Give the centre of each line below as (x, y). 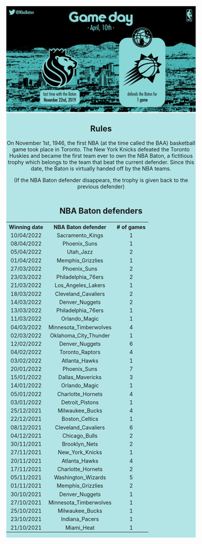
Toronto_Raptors (80, 352)
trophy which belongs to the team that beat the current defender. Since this (101, 162)
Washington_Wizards (80, 477)
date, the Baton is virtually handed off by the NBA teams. (101, 169)
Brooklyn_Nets (80, 444)
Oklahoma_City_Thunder (80, 335)
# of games (131, 227)
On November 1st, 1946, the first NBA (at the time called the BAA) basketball (101, 143)
